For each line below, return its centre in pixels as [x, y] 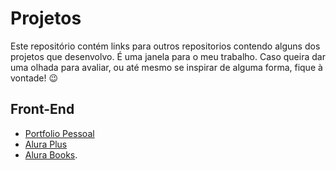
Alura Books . [51, 154]
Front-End [42, 109]
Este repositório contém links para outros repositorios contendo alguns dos [165, 46]
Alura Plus [46, 144]
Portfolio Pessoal [59, 133]
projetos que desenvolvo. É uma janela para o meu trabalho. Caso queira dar [168, 56]
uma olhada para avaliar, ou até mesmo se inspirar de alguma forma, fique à [166, 67]
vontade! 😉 [34, 78]
